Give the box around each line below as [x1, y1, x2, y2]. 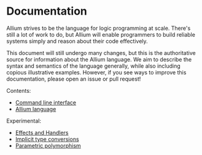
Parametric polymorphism [15, 142, 81, 149]
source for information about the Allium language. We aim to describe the [6, 56, 192, 63]
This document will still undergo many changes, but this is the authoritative [6, 49, 196, 56]
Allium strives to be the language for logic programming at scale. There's [6, 24, 191, 32]
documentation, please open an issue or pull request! [6, 75, 141, 82]
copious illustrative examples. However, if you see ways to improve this [6, 68, 187, 76]
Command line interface [15, 99, 77, 106]
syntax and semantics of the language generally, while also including [6, 62, 181, 70]
